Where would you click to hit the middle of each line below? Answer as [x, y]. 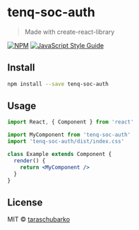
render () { [30, 161]
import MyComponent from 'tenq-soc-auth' [69, 135]
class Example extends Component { [60, 155]
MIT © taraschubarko [39, 219]
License [25, 202]
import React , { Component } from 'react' [71, 122]
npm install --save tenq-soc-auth [58, 84]
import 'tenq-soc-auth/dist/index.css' [66, 142]
